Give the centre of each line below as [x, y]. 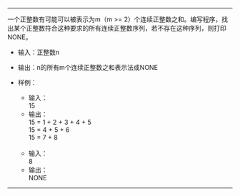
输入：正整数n [39, 52]
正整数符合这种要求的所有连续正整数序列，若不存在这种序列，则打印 [126, 28]
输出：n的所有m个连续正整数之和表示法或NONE [88, 67]
